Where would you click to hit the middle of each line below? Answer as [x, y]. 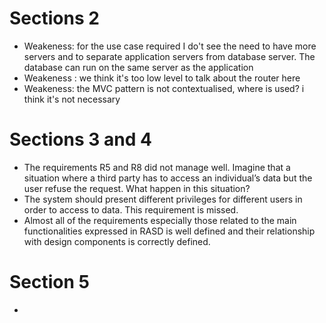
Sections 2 [54, 18]
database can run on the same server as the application [138, 67]
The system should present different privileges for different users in [163, 199]
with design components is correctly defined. [117, 241]
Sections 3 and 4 [80, 139]
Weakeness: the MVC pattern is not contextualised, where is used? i [164, 88]
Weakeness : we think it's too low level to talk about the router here [162, 78]
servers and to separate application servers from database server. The [169, 56]
